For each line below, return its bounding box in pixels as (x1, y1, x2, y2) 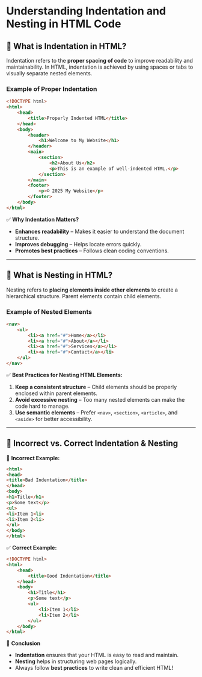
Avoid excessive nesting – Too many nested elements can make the (14, 396, 185, 403)
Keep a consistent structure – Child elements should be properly (14, 383, 177, 390)
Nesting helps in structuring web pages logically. (14, 658, 137, 665)
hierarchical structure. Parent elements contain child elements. (6, 292, 162, 299)
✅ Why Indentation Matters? (6, 216, 79, 223)
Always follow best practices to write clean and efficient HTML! (14, 664, 173, 672)
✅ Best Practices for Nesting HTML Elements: (6, 371, 123, 378)
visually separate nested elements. (6, 70, 93, 76)
